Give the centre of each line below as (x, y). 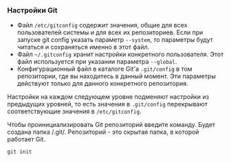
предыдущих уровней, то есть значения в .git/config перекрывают (107, 104)
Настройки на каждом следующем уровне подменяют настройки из (108, 97)
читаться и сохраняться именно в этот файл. (83, 47)
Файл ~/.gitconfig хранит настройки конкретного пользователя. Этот (120, 54)
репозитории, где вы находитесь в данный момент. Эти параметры (117, 76)
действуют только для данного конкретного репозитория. (103, 84)
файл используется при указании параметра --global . (97, 62)
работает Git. (26, 139)
